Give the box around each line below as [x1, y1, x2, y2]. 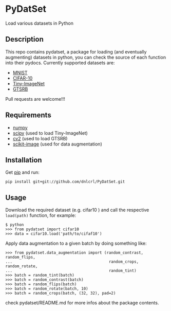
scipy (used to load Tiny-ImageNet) [12, 130, 88, 136]
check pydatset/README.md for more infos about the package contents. [5, 300, 159, 306]
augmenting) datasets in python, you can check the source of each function [5, 54, 166, 60]
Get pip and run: [5, 169, 40, 175]
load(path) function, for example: [5, 212, 77, 218]
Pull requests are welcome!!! [5, 96, 65, 102]
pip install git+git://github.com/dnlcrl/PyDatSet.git [5, 179, 125, 185]
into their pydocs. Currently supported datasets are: [5, 60, 115, 66]
